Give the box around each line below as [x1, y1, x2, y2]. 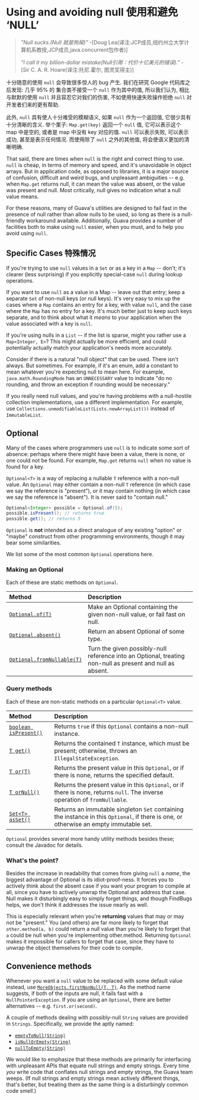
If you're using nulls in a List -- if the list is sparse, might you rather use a [6, 331, 187, 339]
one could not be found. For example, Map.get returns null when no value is [6, 457, 191, 464]
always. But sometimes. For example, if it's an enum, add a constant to [6, 362, 179, 369]
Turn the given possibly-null [88, 645, 167, 653]
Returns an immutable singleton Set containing [54, 805, 184, 813]
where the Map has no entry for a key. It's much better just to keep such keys [6, 307, 192, 314]
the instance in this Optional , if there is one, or [54, 812, 183, 821]
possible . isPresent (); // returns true [6, 511, 105, 516]
